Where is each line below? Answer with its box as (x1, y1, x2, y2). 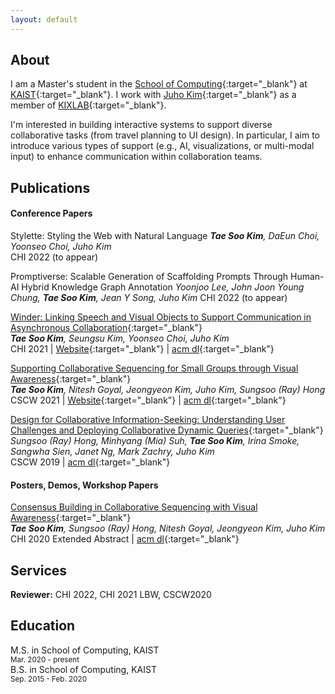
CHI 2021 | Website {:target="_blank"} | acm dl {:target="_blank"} (10, 343, 275, 355)
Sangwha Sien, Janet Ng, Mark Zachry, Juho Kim (10, 446, 215, 458)
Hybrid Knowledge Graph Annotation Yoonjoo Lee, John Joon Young (21, 281, 305, 293)
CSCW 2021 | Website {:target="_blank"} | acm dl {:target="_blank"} (10, 394, 287, 406)
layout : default (10, 14, 78, 25)
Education (10, 617, 76, 635)
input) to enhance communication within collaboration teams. (10, 151, 263, 163)
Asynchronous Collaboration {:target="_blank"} (10, 322, 203, 334)
